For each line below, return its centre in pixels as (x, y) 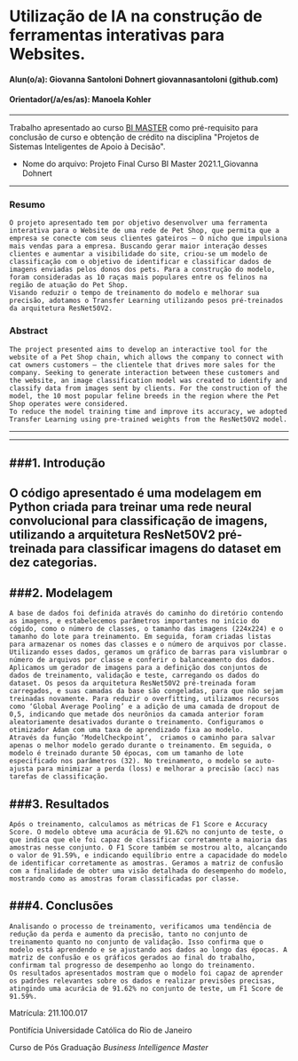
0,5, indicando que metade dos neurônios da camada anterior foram (137, 714)
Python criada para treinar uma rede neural (130, 507)
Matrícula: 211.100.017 (49, 1013)
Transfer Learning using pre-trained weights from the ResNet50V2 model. (149, 419)
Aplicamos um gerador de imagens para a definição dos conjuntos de (138, 668)
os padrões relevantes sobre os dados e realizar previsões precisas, (142, 981)
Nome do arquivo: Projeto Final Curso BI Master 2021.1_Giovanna (140, 164)
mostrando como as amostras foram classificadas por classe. (125, 878)
